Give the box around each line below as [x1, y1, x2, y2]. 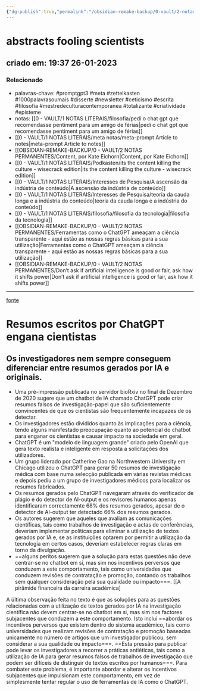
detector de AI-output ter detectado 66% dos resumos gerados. [14, 508, 173, 515]
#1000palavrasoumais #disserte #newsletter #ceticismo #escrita [14, 96, 174, 103]
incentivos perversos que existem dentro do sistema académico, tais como [6, 621, 190, 628]
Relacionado [6, 76, 43, 84]
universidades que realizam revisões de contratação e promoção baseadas [6, 627, 191, 634]
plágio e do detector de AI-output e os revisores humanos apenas [14, 496, 177, 503]
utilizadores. [14, 451, 46, 459]
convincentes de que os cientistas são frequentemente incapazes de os [14, 407, 192, 414]
